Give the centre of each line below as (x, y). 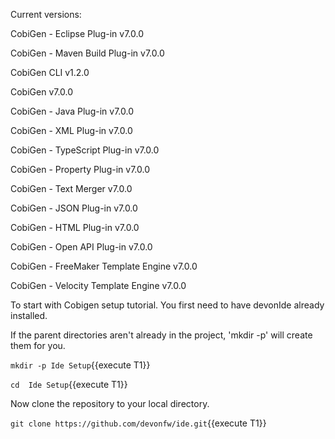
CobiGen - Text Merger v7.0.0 (71, 188)
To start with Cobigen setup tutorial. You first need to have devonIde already (167, 305)
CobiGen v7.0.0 (42, 92)
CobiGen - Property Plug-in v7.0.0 (80, 169)
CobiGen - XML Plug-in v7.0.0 (71, 130)
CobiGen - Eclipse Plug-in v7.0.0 (77, 33)
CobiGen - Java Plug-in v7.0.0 (72, 111)
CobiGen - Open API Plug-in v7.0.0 (81, 247)
